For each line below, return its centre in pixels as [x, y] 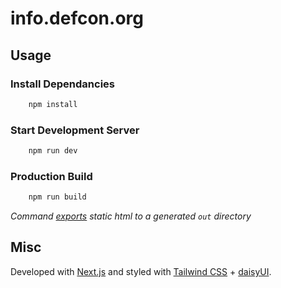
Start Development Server [75, 130]
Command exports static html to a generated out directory [131, 216]
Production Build [51, 176]
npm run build [57, 197]
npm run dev [53, 151]
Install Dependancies [63, 84]
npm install [53, 104]
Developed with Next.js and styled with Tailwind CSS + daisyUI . [141, 271]
